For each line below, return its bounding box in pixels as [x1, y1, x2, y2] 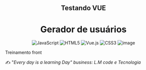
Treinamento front [5, 49, 42, 56]
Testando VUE [61, 4, 106, 12]
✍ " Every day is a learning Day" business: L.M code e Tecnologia [5, 59, 141, 66]
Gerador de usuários [40, 24, 127, 35]
